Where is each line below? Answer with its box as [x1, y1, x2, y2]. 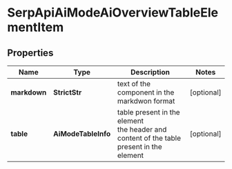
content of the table [117, 133, 182, 143]
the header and [117, 125, 167, 134]
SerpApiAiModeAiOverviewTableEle [7, 5, 219, 21]
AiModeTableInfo [52, 129, 111, 139]
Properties [7, 47, 54, 59]
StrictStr [52, 88, 82, 97]
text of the [117, 79, 151, 88]
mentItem [7, 19, 64, 35]
